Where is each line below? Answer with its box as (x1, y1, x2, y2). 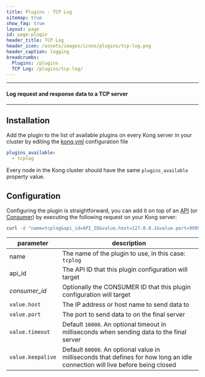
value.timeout (9, 328, 51, 336)
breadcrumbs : (6, 54, 40, 60)
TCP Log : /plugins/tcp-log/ (12, 65, 84, 72)
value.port (9, 311, 41, 318)
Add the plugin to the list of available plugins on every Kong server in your (6, 132, 192, 139)
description (112, 239, 146, 247)
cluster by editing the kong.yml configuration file (6, 138, 128, 145)
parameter (17, 239, 49, 247)
